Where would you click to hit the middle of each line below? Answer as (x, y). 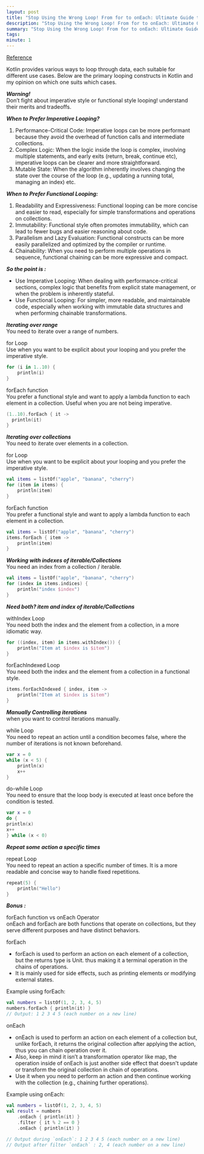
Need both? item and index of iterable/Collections (70, 606)
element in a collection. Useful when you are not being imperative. (89, 403)
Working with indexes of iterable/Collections (64, 560)
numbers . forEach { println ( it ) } (49, 1008)
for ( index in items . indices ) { (47, 584)
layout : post (23, 12)
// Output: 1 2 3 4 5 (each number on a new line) (72, 1014)
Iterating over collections (39, 437)
